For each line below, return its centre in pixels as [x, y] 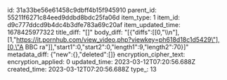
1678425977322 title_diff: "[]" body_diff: [65, 32]
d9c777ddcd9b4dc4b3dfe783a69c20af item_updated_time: [94, 25]
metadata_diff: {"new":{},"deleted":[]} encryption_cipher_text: [96, 54]
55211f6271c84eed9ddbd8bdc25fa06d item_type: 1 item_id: [94, 17]
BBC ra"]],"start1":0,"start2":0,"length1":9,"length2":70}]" [107, 47]
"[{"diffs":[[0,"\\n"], [152, 32]
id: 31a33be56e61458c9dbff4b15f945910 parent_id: [82, 10]
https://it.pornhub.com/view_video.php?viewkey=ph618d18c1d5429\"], [118, 40]
